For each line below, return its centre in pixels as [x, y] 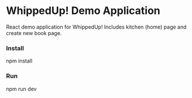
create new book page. [34, 33]
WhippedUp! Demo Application [83, 11]
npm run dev [21, 89]
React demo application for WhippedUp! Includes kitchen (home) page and [96, 27]
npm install [19, 61]
